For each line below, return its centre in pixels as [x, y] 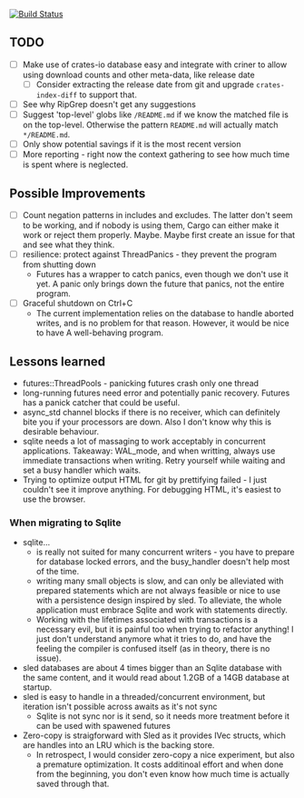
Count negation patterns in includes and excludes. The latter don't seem [157, 215]
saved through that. [73, 784]
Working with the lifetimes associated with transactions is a [147, 620]
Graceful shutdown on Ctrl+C [78, 304]
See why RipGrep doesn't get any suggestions [109, 104]
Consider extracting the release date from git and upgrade [145, 84]
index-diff [57, 95]
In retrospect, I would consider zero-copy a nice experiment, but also [165, 755]
